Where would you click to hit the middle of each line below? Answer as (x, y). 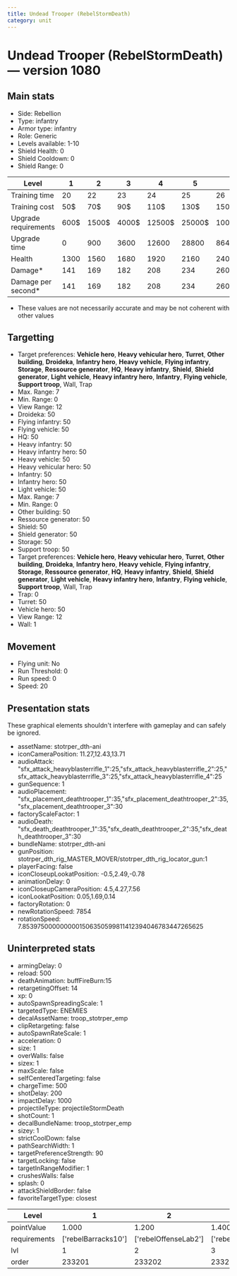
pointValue (29, 1227)
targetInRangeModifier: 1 (53, 1168)
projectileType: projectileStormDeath (71, 1108)
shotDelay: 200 (39, 1093)
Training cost (32, 207)
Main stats (31, 96)
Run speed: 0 (37, 679)
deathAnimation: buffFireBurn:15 (65, 980)
